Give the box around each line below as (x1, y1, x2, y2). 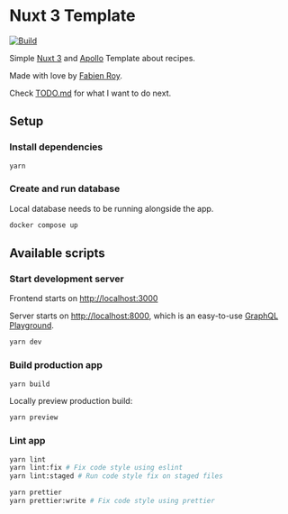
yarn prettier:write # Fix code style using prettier (9, 497, 216, 506)
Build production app (9, 359, 103, 372)
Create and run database (9, 182, 121, 195)
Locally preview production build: (9, 396, 133, 407)
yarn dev (9, 337, 42, 347)
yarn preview (9, 413, 58, 422)
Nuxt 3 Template (9, 5, 136, 26)
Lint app (9, 435, 46, 447)
